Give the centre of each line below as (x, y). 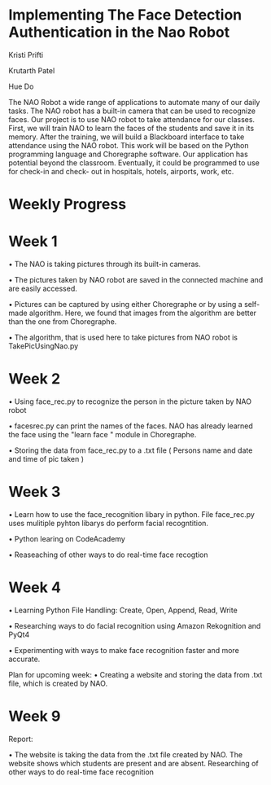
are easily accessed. (43, 289)
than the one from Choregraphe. (63, 322)
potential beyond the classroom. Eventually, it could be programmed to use (134, 162)
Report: (21, 739)
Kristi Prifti (26, 55)
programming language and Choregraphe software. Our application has (128, 154)
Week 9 (35, 716)
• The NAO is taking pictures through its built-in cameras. (105, 264)
